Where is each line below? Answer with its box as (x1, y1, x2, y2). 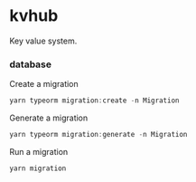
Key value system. (9, 35, 78, 46)
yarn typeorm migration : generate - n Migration (9, 130, 188, 139)
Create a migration (9, 79, 79, 90)
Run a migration (9, 146, 69, 157)
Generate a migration (9, 112, 89, 123)
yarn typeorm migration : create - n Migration (9, 96, 180, 105)
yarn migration (9, 164, 67, 173)
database (9, 58, 52, 71)
